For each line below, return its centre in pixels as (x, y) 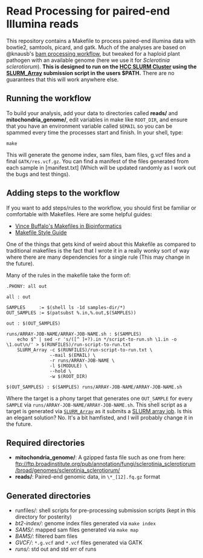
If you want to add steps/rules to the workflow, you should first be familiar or (101, 208)
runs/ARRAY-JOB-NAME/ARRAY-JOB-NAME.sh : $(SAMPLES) (74, 334)
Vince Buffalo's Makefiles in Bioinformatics (68, 226)
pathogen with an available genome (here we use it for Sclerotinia (88, 60)
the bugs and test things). (38, 174)
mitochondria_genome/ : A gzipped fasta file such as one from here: (100, 457)
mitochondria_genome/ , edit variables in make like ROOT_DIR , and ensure (97, 119)
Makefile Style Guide (41, 232)
